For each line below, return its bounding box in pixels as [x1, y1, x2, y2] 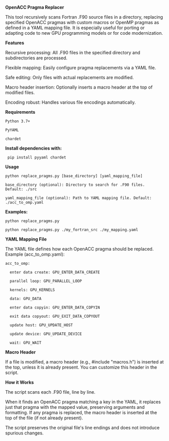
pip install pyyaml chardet [7, 155, 66, 160]
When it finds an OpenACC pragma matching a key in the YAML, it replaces [5, 399, 161, 405]
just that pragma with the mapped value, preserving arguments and [5, 404, 145, 410]
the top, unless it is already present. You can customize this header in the [5, 364, 157, 370]
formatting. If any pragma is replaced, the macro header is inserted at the [5, 410, 157, 415]
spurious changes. [5, 430, 44, 436]
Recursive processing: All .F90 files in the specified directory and [5, 50, 141, 55]
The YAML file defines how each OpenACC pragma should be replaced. [5, 246, 154, 252]
